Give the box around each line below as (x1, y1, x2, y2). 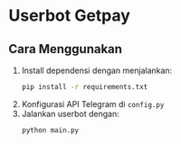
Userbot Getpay (8, 5, 130, 26)
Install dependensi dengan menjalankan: (21, 65, 173, 76)
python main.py (21, 125, 80, 135)
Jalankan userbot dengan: (21, 108, 119, 119)
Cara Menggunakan (8, 41, 123, 57)
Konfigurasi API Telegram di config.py (21, 98, 165, 109)
